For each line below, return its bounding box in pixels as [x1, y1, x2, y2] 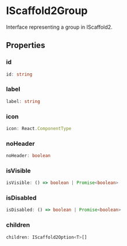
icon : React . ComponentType [6, 125, 72, 131]
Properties [6, 40, 45, 50]
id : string [6, 71, 33, 77]
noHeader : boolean [6, 153, 51, 159]
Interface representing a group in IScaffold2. [6, 23, 112, 30]
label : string [6, 98, 41, 104]
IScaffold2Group [6, 4, 88, 18]
